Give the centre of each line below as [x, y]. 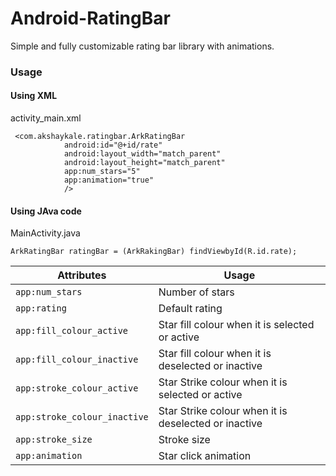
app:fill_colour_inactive [77, 360]
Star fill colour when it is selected [236, 325]
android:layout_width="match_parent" [142, 154]
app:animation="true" [109, 180]
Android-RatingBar [90, 18]
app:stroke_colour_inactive [82, 417]
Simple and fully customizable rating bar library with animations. [142, 46]
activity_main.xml [46, 118]
